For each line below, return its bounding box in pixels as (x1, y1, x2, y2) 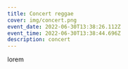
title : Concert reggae (7, 10, 74, 17)
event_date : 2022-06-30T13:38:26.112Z (7, 23, 121, 30)
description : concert (7, 36, 71, 43)
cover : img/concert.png (7, 17, 77, 24)
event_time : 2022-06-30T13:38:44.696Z (7, 29, 121, 37)
